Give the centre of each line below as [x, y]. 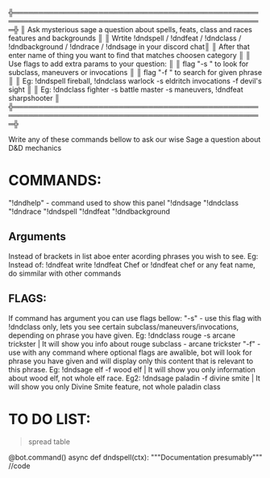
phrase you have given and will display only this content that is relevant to [131, 361]
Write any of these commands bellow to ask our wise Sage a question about [135, 139]
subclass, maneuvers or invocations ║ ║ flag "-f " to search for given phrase [135, 72]
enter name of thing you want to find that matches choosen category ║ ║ [130, 55]
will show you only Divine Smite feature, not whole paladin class [114, 386]
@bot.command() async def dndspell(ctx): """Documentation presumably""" [135, 457]
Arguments [37, 237]
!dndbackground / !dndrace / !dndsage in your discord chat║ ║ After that [129, 47]
